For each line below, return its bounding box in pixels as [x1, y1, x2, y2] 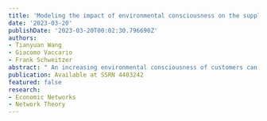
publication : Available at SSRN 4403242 [8, 71, 145, 79]
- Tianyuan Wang [8, 41, 62, 49]
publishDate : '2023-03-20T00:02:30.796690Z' [8, 26, 158, 34]
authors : [8, 33, 37, 42]
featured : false [8, 78, 62, 86]
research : [8, 85, 41, 94]
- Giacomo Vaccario [8, 49, 73, 57]
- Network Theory [8, 100, 66, 108]
